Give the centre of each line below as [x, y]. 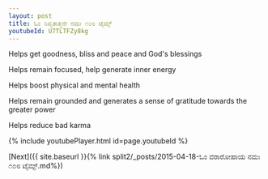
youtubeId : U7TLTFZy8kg [49, 31]
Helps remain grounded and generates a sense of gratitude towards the [128, 101]
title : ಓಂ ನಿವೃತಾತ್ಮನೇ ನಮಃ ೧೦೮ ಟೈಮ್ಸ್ [60, 23]
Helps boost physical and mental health [74, 85]
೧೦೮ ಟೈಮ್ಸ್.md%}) [36, 166]
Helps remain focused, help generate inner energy [92, 70]
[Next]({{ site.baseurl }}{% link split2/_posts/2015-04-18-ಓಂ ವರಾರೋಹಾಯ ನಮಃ [134, 157]
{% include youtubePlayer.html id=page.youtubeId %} [98, 141]
